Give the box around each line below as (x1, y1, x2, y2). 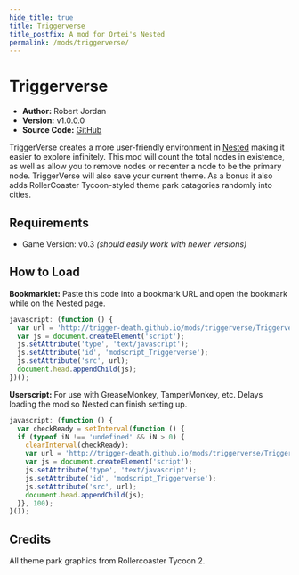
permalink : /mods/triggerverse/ (9, 37, 129, 47)
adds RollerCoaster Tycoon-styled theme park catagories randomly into (9, 180, 273, 191)
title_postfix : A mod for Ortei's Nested (9, 29, 166, 38)
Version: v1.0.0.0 (21, 115, 85, 126)
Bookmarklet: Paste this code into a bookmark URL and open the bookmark (9, 288, 287, 299)
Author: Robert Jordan (21, 106, 107, 117)
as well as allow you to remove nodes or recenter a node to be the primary (9, 161, 282, 172)
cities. (9, 189, 31, 201)
